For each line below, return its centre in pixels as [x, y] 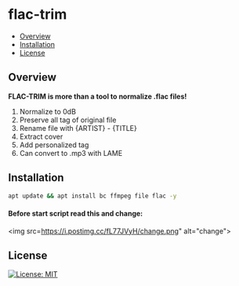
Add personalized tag [54, 145]
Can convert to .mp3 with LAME [71, 153]
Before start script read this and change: [76, 214]
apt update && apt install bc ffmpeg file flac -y [92, 196]
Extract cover [41, 136]
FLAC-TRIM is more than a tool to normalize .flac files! [98, 96]
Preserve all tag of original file [68, 120]
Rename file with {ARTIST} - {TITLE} [78, 128]
